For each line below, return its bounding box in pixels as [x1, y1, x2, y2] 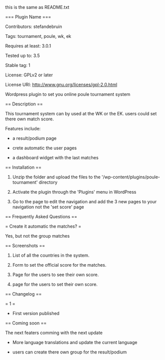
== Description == [5, 101, 43, 107]
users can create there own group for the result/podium [12, 349, 127, 355]
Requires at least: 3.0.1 [5, 43, 51, 49]
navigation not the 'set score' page [12, 204, 84, 210]
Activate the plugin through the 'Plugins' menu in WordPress [12, 189, 137, 195]
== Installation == [5, 164, 42, 170]
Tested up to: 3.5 [5, 52, 40, 58]
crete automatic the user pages [12, 145, 77, 151]
